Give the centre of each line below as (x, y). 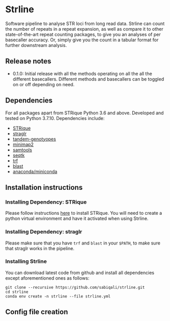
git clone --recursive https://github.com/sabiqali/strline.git (75, 287)
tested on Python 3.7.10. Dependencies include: (55, 118)
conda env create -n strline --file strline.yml (58, 296)
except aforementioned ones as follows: (47, 278)
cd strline (17, 292)
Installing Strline (26, 261)
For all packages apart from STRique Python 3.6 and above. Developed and (85, 113)
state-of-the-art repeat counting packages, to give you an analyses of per (83, 34)
